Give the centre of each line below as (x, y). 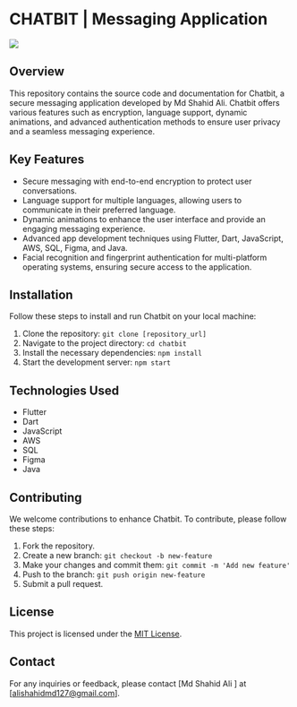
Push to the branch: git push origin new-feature (114, 574)
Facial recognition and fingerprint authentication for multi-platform (144, 257)
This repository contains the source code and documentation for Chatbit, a (147, 93)
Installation (41, 294)
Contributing (46, 497)
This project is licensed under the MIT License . (96, 634)
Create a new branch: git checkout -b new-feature (117, 555)
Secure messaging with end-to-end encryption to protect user (137, 181)
